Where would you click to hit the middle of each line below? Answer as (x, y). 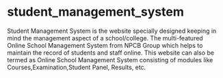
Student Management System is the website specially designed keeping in (112, 31)
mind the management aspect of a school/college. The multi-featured (105, 38)
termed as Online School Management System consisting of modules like (110, 60)
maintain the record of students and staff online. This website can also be (110, 53)
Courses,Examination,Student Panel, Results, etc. (77, 67)
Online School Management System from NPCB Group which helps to (105, 45)
